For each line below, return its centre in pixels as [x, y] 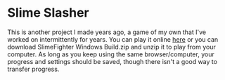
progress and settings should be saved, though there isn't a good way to [112, 61]
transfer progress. [33, 69]
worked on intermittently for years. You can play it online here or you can [113, 39]
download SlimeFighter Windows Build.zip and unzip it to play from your [111, 47]
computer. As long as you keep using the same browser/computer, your [111, 54]
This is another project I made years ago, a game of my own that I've [107, 32]
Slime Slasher [48, 13]
